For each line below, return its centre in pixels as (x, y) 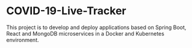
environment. (23, 40)
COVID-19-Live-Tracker (66, 11)
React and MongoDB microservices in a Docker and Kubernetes (85, 33)
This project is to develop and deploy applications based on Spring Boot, (96, 27)
